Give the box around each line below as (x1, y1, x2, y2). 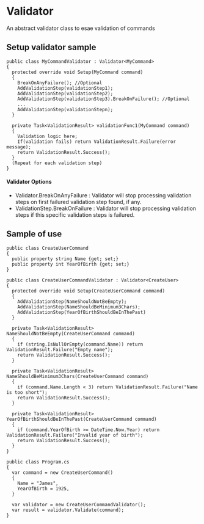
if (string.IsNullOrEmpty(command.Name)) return (17, 341, 144, 348)
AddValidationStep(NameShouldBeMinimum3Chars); (17, 304, 140, 310)
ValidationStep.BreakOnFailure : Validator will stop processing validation (15, 205, 197, 212)
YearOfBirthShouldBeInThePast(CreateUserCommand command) (6, 416, 157, 422)
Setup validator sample (6, 42, 97, 53)
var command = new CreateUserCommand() (12, 469, 114, 476)
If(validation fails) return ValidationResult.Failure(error (17, 139, 176, 145)
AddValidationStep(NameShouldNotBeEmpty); (17, 298, 127, 305)
